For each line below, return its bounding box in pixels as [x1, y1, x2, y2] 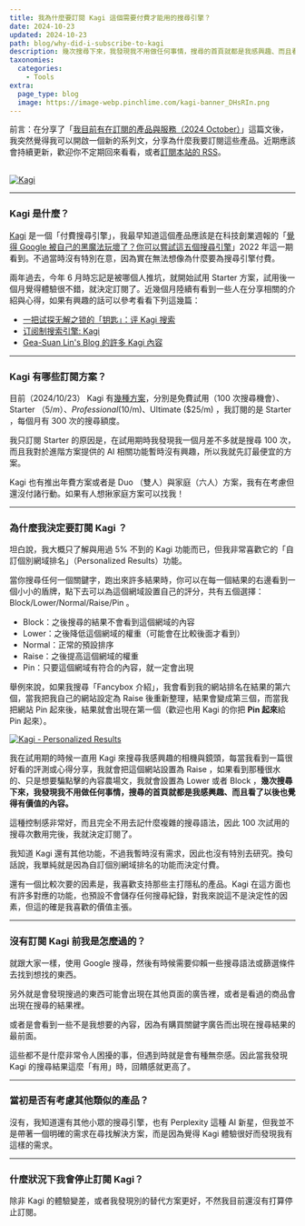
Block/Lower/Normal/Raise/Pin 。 [9, 598, 134, 608]
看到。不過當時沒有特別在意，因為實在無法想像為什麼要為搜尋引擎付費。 [9, 252, 280, 264]
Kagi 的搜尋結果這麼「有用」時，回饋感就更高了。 [9, 1060, 196, 1071]
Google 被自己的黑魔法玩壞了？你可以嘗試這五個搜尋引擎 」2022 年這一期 [19, 241, 293, 252]
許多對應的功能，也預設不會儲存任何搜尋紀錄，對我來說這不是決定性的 [16, 890, 280, 901]
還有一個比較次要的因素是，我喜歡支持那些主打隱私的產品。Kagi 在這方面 [9, 879, 283, 889]
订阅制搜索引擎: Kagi [22, 325, 101, 337]
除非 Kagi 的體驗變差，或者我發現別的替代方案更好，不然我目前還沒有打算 [9, 1195, 286, 1206]
